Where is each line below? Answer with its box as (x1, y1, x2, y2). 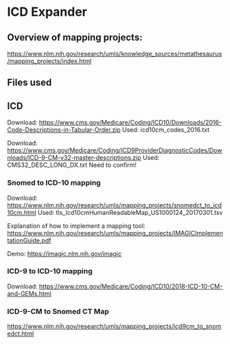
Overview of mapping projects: (7, 32, 143, 43)
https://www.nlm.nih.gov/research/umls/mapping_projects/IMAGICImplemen (7, 229, 223, 237)
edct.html (7, 330, 34, 338)
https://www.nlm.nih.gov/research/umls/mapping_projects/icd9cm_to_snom (7, 322, 222, 330)
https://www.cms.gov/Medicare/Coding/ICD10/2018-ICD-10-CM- (38, 282, 223, 290)
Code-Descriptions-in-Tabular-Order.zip (7, 126, 122, 134)
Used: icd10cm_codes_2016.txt (122, 126, 209, 134)
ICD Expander (7, 4, 88, 20)
